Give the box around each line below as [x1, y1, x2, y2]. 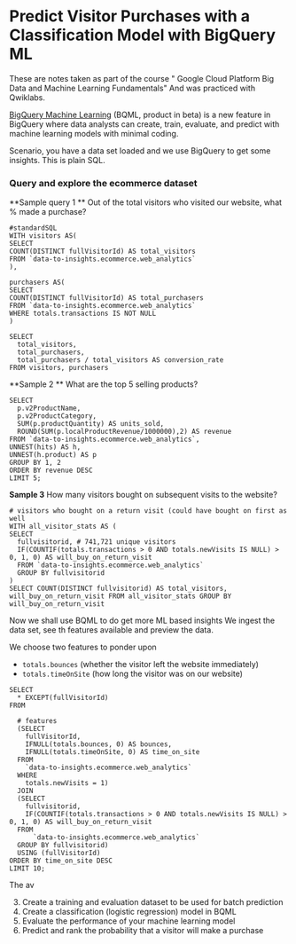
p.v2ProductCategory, [17, 412, 97, 421]
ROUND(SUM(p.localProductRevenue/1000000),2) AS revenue [17, 428, 232, 437]
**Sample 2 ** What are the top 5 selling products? [9, 379, 199, 389]
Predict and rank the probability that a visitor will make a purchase [21, 925, 264, 936]
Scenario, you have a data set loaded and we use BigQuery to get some [9, 145, 271, 156]
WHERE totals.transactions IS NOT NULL [9, 309, 157, 319]
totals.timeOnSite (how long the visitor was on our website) [21, 668, 244, 680]
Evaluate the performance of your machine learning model [21, 916, 236, 926]
